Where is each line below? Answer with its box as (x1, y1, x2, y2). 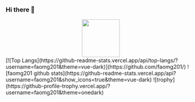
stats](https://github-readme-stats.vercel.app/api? (50, 69, 176, 77)
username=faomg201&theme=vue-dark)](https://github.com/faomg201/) (5, 63, 187, 71)
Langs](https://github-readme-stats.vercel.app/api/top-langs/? (22, 57, 179, 64)
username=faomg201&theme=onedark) (5, 89, 104, 96)
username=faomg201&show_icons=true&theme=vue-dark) (5, 76, 152, 83)
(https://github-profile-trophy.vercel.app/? (5, 83, 110, 90)
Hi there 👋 (5, 5, 36, 14)
